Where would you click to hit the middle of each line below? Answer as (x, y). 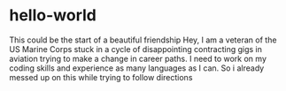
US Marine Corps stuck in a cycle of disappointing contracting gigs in (136, 49)
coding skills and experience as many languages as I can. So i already (137, 68)
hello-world (53, 15)
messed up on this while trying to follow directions (101, 77)
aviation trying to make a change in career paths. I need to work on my (138, 58)
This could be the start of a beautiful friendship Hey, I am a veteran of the (143, 40)
